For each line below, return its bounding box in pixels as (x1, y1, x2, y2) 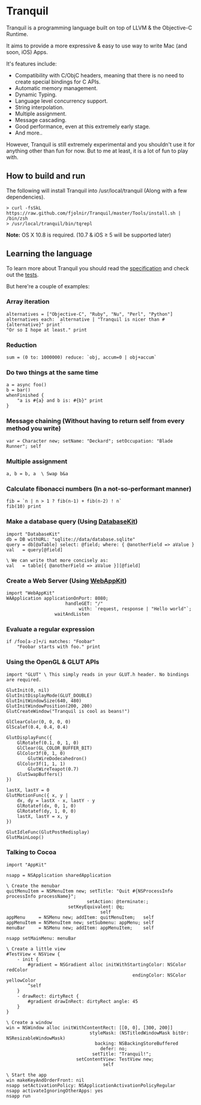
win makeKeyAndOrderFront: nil (6, 1077, 85, 1083)
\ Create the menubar (6, 883, 61, 889)
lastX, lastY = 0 (6, 787, 50, 793)
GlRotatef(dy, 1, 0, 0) (17, 808, 77, 814)
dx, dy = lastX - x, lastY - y (17, 798, 95, 804)
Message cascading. (14, 116, 67, 124)
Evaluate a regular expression (6, 625, 95, 633)
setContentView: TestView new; (76, 1056, 154, 1062)
